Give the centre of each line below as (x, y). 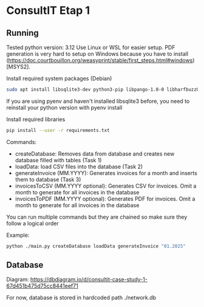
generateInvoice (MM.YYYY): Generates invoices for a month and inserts (106, 173)
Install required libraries (36, 119)
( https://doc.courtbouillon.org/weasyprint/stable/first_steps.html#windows (100, 60)
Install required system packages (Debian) (59, 78)
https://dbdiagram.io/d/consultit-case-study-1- (89, 280)
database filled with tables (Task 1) (58, 160)
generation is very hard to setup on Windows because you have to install (97, 54)
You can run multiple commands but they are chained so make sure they (97, 217)
